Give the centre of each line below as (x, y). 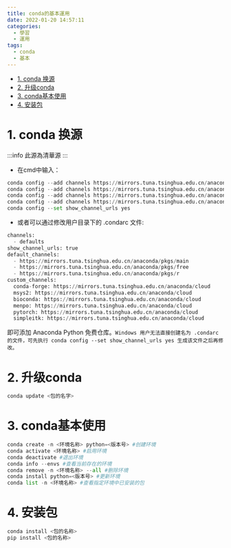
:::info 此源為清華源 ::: (37, 155)
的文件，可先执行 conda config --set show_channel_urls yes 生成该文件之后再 (113, 341)
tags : (15, 45)
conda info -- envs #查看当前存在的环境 (59, 464)
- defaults (29, 241)
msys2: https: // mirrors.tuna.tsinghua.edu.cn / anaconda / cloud (103, 293)
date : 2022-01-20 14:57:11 (46, 20)
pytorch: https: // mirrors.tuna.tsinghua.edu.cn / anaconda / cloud (106, 312)
